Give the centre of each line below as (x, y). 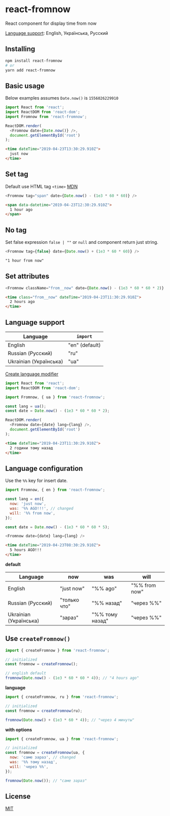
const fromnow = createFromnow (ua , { (45, 753)
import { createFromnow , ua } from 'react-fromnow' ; (62, 739)
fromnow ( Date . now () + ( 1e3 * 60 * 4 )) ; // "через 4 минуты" (70, 720)
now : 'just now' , (28, 504)
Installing (20, 49)
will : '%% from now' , (33, 513)
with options (19, 729)
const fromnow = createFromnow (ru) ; (44, 711)
